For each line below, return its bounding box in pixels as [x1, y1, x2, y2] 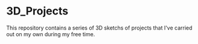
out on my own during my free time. [6, 30, 95, 37]
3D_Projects [6, 4, 68, 18]
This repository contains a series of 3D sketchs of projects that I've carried [6, 24, 193, 31]
